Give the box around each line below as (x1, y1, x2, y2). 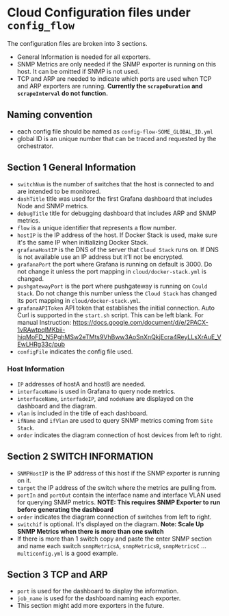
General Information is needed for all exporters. (16, 53, 151, 61)
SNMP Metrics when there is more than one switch (16, 527, 164, 535)
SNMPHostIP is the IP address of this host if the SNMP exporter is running (16, 469, 220, 477)
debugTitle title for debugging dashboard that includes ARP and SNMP (16, 209, 217, 217)
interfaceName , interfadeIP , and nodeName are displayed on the (16, 394, 193, 402)
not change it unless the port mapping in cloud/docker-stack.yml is (16, 267, 207, 275)
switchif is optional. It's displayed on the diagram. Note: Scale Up (16, 519, 204, 528)
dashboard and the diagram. (16, 402, 97, 410)
